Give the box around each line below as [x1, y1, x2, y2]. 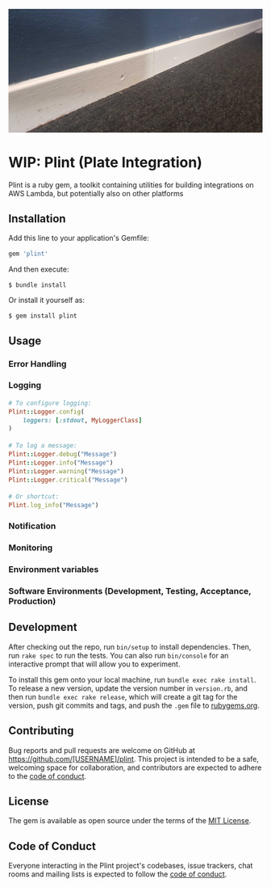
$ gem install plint [8, 312, 78, 320]
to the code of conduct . [8, 771, 87, 780]
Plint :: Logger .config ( [8, 407, 85, 416]
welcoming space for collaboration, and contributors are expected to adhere [8, 763, 262, 772]
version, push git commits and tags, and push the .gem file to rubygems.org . [8, 700, 261, 710]
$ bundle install [8, 281, 67, 289]
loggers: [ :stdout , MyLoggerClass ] [23, 416, 143, 424]
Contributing [8, 724, 74, 738]
